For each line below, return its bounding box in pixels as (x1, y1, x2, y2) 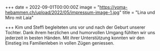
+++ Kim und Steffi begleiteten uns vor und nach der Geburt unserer (5, 24, 146, 30)
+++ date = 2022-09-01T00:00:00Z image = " (5, 4, 100, 10)
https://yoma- (99, 4, 128, 10)
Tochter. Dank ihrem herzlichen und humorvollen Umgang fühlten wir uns (5, 30, 156, 35)
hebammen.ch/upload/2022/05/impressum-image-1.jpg (5, 9, 120, 15)
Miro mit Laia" (5, 15, 34, 20)
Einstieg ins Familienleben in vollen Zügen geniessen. (5, 40, 114, 46)
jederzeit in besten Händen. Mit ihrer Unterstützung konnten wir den (5, 35, 145, 41)
